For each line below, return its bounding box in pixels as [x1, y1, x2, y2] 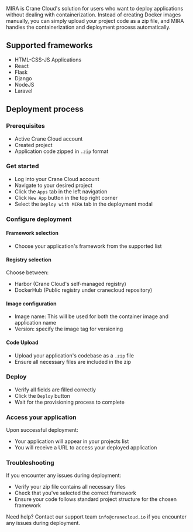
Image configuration [6, 300, 57, 307]
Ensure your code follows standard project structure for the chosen [14, 496, 177, 503]
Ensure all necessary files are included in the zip [14, 358, 132, 365]
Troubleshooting [6, 459, 54, 467]
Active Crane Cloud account [14, 135, 83, 142]
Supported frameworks [6, 40, 93, 50]
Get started [6, 162, 39, 170]
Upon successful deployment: [6, 427, 78, 434]
